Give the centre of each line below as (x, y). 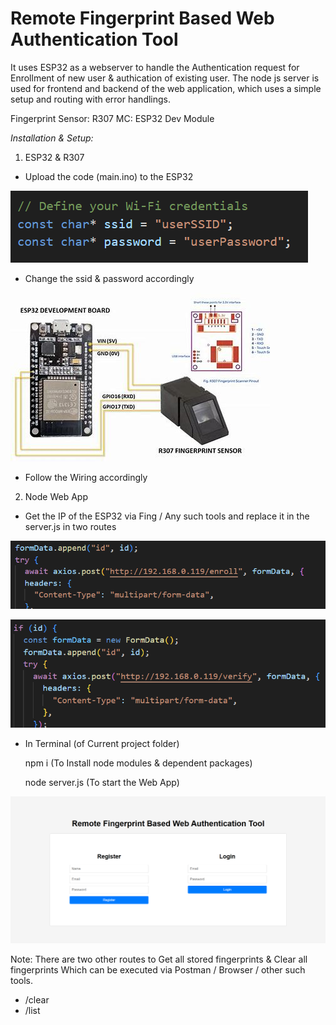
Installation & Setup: (52, 138)
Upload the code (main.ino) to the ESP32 (109, 176)
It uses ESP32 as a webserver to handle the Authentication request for (155, 67)
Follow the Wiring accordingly (86, 477)
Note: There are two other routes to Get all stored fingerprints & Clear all (159, 959)
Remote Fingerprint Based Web (142, 18)
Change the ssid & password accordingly (109, 278)
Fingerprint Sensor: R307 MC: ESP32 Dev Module (112, 118)
